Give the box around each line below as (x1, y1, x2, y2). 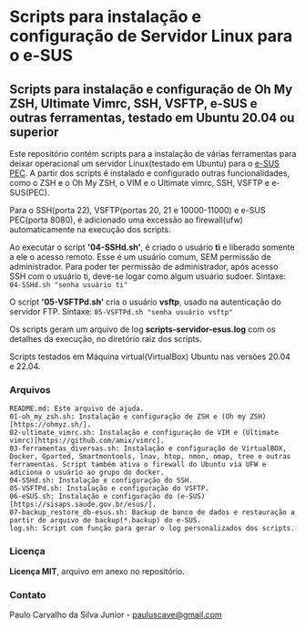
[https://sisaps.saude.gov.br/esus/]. (9, 500, 157, 510)
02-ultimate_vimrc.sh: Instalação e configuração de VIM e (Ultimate (9, 428, 280, 438)
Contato (9, 588, 46, 601)
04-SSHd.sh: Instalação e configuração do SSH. (9, 476, 194, 485)
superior (9, 124, 59, 139)
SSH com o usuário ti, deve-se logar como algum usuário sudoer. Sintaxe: (9, 271, 287, 282)
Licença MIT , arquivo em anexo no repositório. (9, 565, 185, 576)
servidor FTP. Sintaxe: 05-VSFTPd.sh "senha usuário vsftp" (9, 306, 234, 316)
